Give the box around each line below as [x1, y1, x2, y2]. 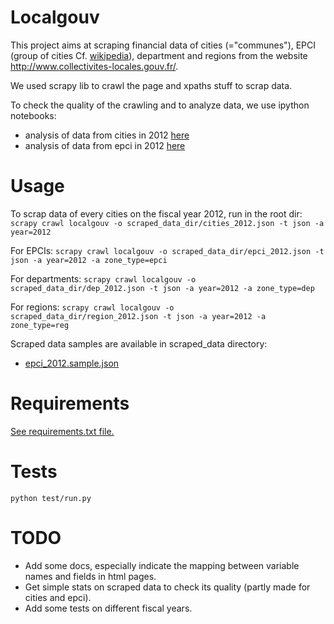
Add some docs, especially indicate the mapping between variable [24, 559, 300, 571]
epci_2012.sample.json [24, 357, 120, 369]
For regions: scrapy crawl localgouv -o [10, 301, 175, 313]
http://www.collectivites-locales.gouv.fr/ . [10, 60, 179, 72]
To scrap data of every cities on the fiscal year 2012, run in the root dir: [10, 207, 303, 220]
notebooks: [10, 109, 57, 121]
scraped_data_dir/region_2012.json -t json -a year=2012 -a [10, 311, 267, 321]
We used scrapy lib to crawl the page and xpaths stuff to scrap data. [10, 79, 293, 91]
